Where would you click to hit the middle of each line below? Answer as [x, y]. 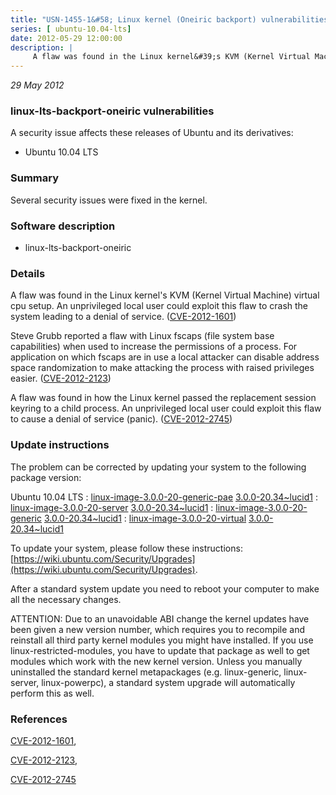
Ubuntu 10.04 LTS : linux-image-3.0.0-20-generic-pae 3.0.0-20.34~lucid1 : [164, 497]
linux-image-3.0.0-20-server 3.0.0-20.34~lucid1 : [112, 507]
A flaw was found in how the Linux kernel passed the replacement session [163, 398]
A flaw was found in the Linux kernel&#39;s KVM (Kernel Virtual [171, 57]
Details [28, 273]
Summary [35, 178]
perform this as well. [52, 693]
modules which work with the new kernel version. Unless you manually [156, 661]
